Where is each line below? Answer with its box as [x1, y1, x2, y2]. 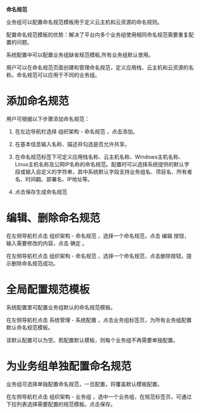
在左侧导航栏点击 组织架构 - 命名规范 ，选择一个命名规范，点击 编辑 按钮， [6, 232, 190, 239]
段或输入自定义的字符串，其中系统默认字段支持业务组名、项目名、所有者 [14, 168, 192, 175]
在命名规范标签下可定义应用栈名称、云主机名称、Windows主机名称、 [14, 153, 184, 160]
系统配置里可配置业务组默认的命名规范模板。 [6, 303, 116, 310]
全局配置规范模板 [6, 283, 90, 297]
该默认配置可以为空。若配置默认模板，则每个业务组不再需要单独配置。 [6, 336, 179, 343]
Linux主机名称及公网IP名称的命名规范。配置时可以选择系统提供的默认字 [14, 160, 189, 167]
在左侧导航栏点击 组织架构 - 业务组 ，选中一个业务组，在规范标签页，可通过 [6, 393, 192, 400]
